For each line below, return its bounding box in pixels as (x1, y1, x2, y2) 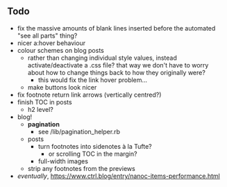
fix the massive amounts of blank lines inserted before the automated (17, 24, 216, 32)
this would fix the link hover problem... (37, 76, 148, 84)
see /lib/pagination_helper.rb (37, 127, 120, 136)
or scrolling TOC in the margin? (48, 149, 137, 158)
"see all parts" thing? (17, 31, 78, 40)
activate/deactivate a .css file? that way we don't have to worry (27, 60, 209, 69)
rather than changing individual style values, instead (27, 54, 177, 62)
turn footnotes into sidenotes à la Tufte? (37, 142, 152, 150)
